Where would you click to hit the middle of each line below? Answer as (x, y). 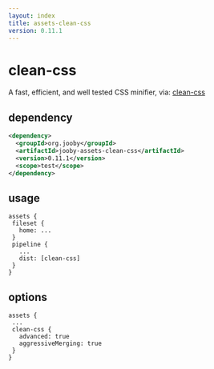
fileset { (28, 224)
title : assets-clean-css (50, 23)
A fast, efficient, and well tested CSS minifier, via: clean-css (107, 92)
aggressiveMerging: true (61, 343)
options (28, 297)
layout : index (32, 16)
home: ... (35, 231)
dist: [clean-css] (50, 259)
